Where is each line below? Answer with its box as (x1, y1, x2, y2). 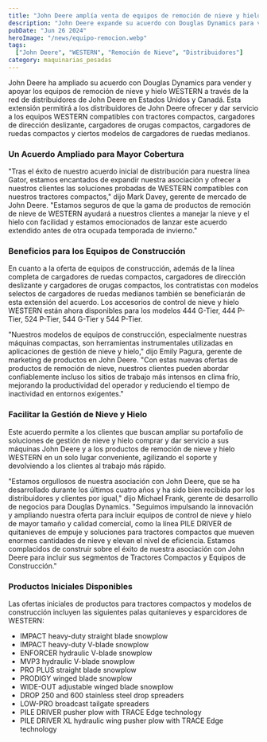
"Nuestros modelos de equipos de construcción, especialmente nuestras (8, 330, 248, 339)
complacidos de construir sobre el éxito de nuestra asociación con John (8, 544, 245, 553)
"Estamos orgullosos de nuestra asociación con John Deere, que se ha (8, 476, 241, 486)
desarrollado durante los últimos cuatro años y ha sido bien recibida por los (8, 485, 256, 494)
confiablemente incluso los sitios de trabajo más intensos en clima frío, (8, 372, 241, 382)
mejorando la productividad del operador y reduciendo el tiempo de (8, 381, 230, 390)
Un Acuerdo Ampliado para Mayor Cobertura (8, 148, 184, 159)
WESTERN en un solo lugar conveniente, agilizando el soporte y (8, 452, 218, 462)
